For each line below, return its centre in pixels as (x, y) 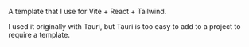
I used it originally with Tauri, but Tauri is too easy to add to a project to (124, 26)
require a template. (39, 35)
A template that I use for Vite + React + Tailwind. (88, 11)
